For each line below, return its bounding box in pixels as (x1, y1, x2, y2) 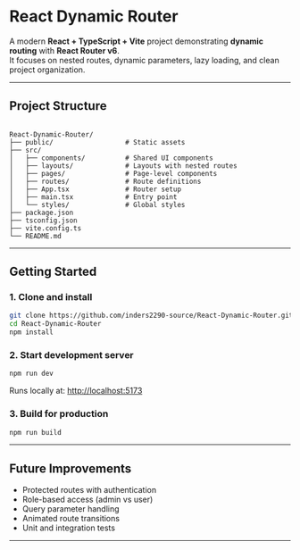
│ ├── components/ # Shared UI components (9, 154, 214, 162)
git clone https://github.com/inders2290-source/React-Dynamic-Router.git (9, 311, 294, 321)
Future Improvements (9, 461, 132, 476)
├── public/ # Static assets (9, 137, 186, 146)
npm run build (9, 428, 62, 437)
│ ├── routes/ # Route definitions (9, 177, 202, 186)
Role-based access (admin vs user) (21, 494, 154, 505)
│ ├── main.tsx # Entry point (9, 192, 178, 202)
